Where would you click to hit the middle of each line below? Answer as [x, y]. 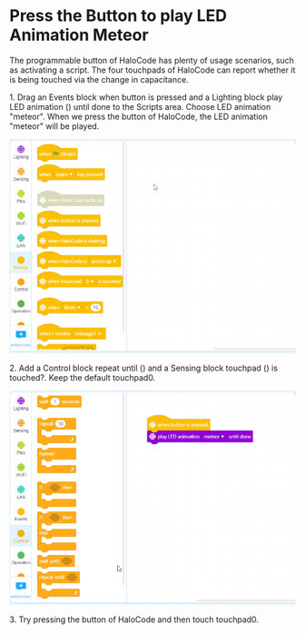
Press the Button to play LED [118, 16]
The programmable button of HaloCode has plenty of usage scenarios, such [152, 60]
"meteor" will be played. [54, 126]
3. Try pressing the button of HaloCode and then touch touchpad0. [134, 619]
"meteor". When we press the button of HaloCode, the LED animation [138, 116]
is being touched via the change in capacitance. [99, 79]
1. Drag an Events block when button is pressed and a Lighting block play [146, 97]
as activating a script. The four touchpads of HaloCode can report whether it [152, 70]
